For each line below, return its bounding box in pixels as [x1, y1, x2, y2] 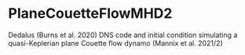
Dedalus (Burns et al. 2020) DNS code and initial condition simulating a [8, 30, 238, 40]
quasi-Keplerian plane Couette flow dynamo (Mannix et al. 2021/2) [8, 38, 223, 47]
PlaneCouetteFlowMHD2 [8, 5, 173, 22]
